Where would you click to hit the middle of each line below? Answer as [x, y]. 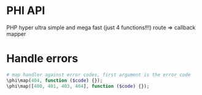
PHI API [26, 11]
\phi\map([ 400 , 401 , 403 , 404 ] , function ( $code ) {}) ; [78, 86]
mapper [16, 33]
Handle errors [42, 59]
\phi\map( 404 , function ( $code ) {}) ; [55, 80]
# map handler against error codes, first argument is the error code [99, 75]
